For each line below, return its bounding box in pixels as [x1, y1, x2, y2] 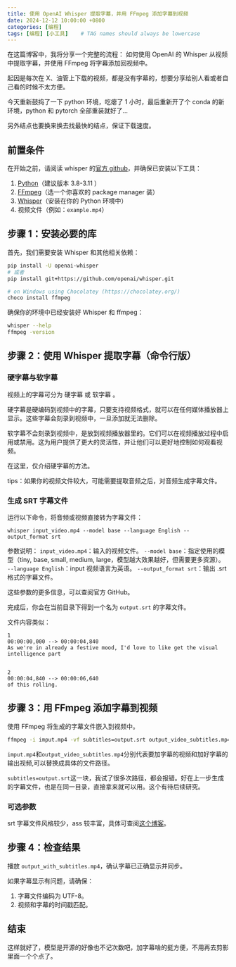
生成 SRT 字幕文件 [7, 496, 69, 506]
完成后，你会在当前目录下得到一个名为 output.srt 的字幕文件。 [7, 603, 190, 611]
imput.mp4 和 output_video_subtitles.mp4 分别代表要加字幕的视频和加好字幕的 [7, 749, 228, 758]
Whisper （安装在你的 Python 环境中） [17, 196, 128, 205]
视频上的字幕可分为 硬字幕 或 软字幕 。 [7, 390, 119, 399]
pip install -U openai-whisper [7, 262, 99, 269]
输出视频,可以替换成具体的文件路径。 [7, 759, 114, 767]
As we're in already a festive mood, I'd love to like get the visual [7, 644, 218, 651]
